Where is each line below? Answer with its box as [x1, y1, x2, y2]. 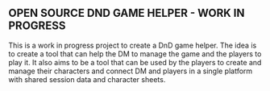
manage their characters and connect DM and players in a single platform [8, 66, 253, 76]
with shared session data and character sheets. [8, 74, 166, 84]
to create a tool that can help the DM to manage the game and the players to [8, 48, 262, 59]
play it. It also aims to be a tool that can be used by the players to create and [8, 57, 262, 67]
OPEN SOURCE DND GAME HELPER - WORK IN [8, 6, 245, 20]
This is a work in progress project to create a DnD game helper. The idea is [8, 40, 257, 50]
